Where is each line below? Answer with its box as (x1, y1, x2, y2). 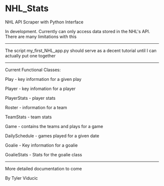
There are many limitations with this (5, 34, 77, 39)
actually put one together (5, 53, 56, 58)
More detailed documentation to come (5, 166, 82, 171)
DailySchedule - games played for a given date (5, 132, 100, 139)
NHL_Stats (5, 3, 49, 14)
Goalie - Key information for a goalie (5, 142, 78, 148)
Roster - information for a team (5, 104, 67, 110)
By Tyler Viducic (5, 175, 38, 181)
